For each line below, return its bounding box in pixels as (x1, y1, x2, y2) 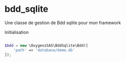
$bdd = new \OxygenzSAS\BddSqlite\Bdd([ (4, 43, 89, 48)
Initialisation (4, 29, 29, 35)
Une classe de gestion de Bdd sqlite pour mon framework (4, 20, 121, 26)
